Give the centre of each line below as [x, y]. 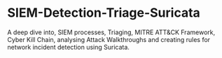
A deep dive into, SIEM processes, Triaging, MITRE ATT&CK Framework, [111, 32]
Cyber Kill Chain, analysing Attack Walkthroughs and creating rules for [109, 39]
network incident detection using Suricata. [68, 47]
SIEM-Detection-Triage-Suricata [104, 13]
